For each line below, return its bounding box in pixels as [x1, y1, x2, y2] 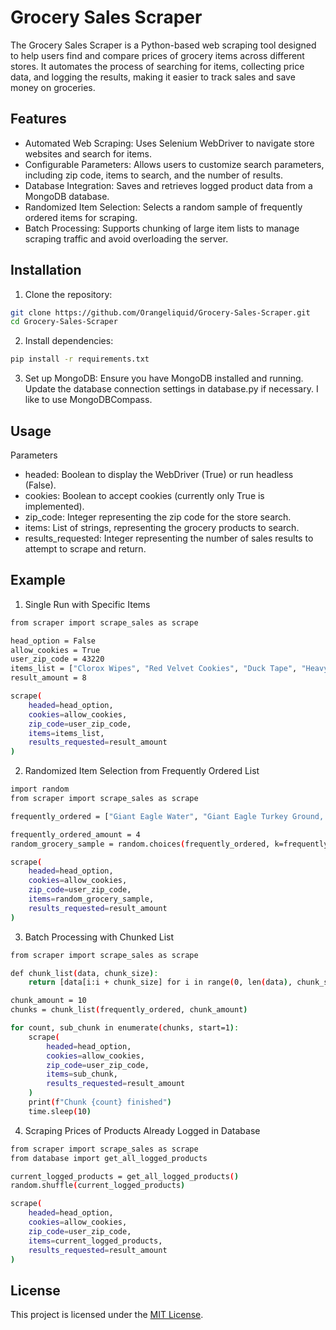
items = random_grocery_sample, [28, 894, 155, 905]
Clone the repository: [24, 288, 113, 300]
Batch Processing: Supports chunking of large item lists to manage [24, 222, 300, 234]
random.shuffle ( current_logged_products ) [10, 1181, 186, 1191]
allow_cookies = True [10, 645, 101, 655]
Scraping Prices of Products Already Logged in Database [24, 1124, 261, 1136]
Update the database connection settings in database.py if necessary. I [24, 383, 319, 395]
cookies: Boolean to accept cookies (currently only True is [24, 490, 265, 501]
